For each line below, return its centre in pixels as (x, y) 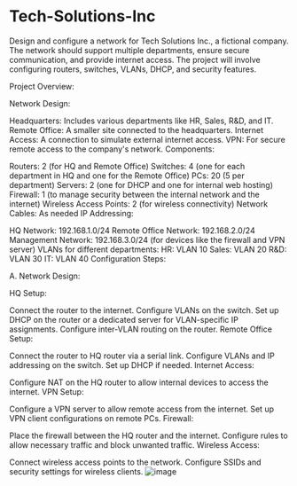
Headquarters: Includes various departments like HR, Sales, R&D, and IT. (141, 121)
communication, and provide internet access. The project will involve (135, 59)
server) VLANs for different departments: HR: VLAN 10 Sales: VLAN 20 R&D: (148, 249)
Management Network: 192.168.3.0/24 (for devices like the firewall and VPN (147, 239)
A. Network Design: (45, 276)
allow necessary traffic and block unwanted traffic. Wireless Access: (134, 444)
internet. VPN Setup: (47, 391)
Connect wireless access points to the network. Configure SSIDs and (135, 462)
